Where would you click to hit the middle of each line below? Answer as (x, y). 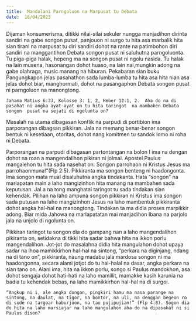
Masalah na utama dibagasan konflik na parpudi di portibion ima (83, 121)
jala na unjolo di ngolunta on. (41, 220)
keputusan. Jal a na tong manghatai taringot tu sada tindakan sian (85, 189)
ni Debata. (18, 140)
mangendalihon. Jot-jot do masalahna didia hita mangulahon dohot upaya (95, 244)
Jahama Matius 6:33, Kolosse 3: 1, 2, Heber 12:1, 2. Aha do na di (91, 100)
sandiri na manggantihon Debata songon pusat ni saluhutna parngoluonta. (95, 52)
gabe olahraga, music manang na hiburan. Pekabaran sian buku (83, 71)
